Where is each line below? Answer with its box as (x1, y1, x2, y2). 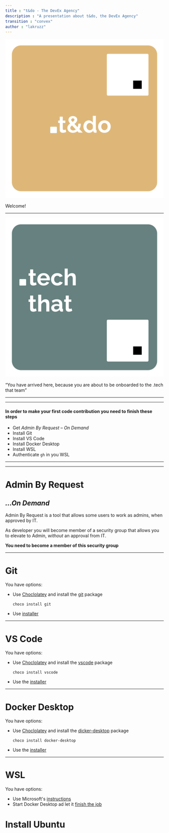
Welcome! (5, 203, 26, 209)
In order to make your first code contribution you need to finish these (5, 408, 152, 414)
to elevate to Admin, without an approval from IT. (5, 533, 107, 539)
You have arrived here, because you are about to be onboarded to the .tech (7, 382, 163, 388)
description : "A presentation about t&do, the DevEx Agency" (5, 13, 138, 19)
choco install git (12, 602, 51, 607)
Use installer (12, 611, 39, 617)
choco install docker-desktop (12, 738, 76, 743)
